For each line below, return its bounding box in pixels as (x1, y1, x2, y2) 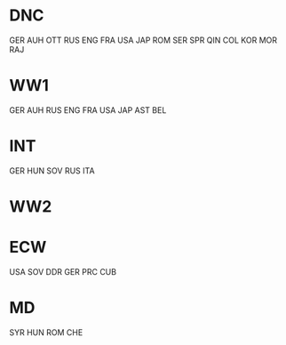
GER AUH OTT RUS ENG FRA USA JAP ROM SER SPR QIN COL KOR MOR (9, 35, 278, 45)
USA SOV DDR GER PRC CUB (9, 266, 117, 277)
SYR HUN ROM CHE (9, 326, 83, 338)
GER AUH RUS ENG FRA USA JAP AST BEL (9, 104, 167, 116)
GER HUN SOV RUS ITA (9, 165, 95, 176)
